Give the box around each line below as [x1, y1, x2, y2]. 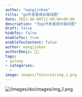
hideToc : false [5, 30, 37, 35]
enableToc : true [5, 35, 39, 40]
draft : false [5, 26, 32, 31]
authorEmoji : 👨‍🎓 [5, 49, 39, 54]
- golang [5, 58, 23, 63]
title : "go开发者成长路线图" [5, 12, 60, 17]
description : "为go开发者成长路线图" [5, 21, 77, 26]
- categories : [5, 63, 35, 68]
